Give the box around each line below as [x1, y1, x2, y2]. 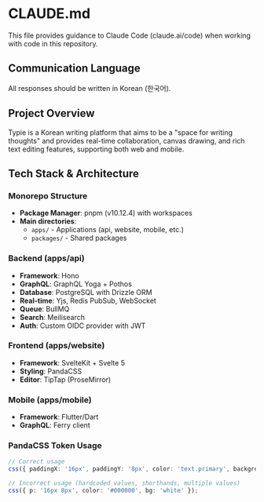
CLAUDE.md [8, 5, 91, 23]
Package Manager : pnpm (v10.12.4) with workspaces [19, 209, 192, 218]
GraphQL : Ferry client [19, 420, 90, 430]
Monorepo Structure [8, 190, 88, 201]
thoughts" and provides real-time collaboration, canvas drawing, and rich [8, 136, 245, 145]
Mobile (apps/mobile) [8, 394, 92, 405]
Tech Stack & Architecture [8, 166, 140, 180]
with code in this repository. [8, 38, 98, 48]
